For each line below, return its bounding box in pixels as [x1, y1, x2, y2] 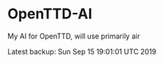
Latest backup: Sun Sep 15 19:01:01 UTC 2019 [7, 46, 157, 56]
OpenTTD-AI [7, 5, 92, 23]
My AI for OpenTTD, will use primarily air [7, 31, 140, 41]
